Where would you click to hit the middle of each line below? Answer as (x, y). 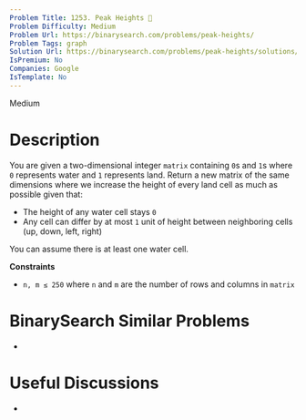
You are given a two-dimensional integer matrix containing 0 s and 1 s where (151, 165)
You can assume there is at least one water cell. (99, 249)
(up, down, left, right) (62, 231)
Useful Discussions (84, 383)
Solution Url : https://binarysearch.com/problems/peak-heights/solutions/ (154, 52)
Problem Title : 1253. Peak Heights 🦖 (81, 18)
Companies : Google (44, 69)
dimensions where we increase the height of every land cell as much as (143, 184)
